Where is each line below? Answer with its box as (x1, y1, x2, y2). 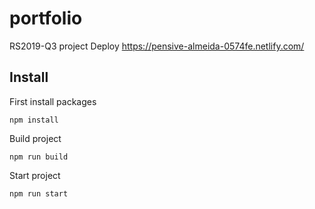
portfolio (9, 7, 83, 30)
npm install (9, 115, 59, 125)
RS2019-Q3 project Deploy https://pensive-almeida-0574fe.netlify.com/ (9, 40, 305, 52)
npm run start (9, 188, 69, 199)
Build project (9, 132, 62, 144)
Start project (9, 169, 61, 181)
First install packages (9, 95, 97, 107)
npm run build (9, 152, 69, 162)
